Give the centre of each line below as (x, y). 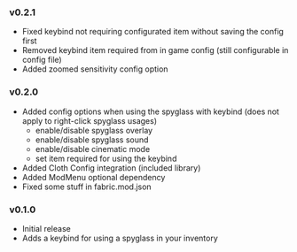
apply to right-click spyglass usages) (90, 120)
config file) (42, 60)
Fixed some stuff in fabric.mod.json (87, 187)
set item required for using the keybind (106, 158)
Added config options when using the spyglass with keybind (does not (150, 111)
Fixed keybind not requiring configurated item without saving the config (152, 32)
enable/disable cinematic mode (93, 149)
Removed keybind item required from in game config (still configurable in (155, 50)
